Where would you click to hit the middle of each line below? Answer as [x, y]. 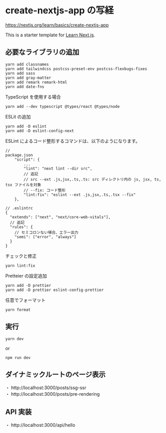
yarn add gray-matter [28, 78]
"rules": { [21, 227]
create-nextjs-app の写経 [60, 10]
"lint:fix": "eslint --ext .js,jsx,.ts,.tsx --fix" [80, 195]
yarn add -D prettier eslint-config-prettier [54, 290]
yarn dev [15, 339]
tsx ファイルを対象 [23, 185]
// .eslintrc [19, 208]
